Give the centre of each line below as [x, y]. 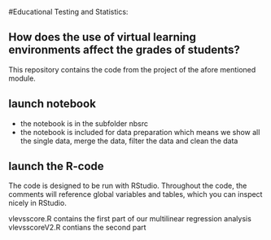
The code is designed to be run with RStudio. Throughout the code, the [128, 185]
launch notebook [52, 104]
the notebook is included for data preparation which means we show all [140, 132]
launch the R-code [56, 166]
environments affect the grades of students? [124, 50]
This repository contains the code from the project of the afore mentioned [132, 69]
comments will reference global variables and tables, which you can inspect [135, 194]
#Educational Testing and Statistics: [68, 12]
